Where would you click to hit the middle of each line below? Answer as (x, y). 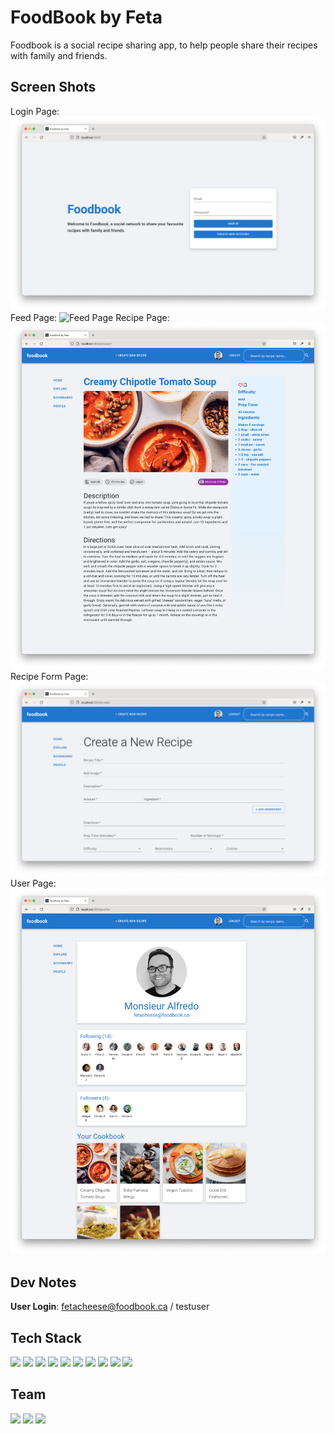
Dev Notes (43, 1282)
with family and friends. (59, 55)
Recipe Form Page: (49, 677)
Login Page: (35, 111)
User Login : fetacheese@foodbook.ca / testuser (110, 1307)
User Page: (33, 883)
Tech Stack (46, 1337)
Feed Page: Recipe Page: (90, 318)
